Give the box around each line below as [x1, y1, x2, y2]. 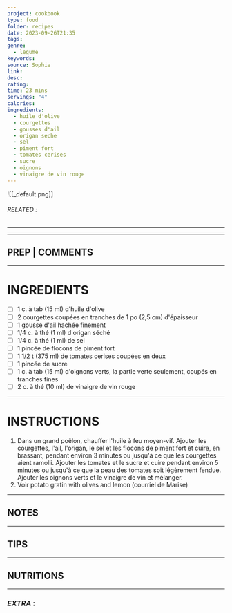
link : [7, 68, 23, 75]
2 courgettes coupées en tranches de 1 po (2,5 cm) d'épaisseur [17, 312, 198, 321]
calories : [7, 100, 36, 107]
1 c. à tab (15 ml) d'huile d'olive [17, 305, 105, 313]
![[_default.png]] [7, 189, 54, 198]
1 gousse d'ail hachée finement [17, 321, 106, 329]
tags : [7, 36, 23, 43]
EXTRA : [7, 598, 36, 608]
